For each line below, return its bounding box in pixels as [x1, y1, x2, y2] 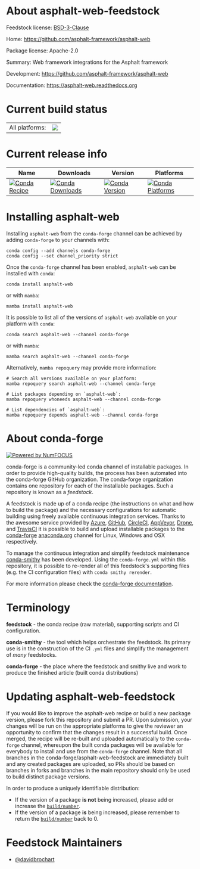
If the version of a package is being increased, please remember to [14, 809, 180, 816]
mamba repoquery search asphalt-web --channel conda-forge [6, 380, 156, 387]
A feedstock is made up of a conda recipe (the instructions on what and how [6, 499, 194, 507]
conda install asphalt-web [6, 281, 73, 287]
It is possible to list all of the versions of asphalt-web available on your [6, 314, 177, 321]
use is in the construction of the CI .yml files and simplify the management [6, 645, 189, 652]
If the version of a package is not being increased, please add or [14, 796, 174, 803]
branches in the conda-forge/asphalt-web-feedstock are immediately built [6, 754, 189, 761]
